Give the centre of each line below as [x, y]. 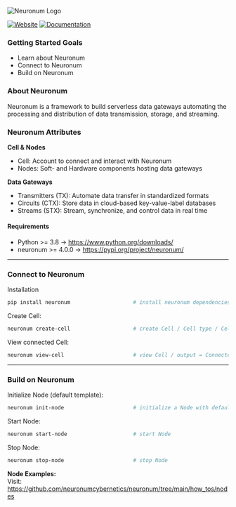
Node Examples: [32, 473]
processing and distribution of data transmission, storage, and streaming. [113, 114]
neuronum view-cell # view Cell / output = [105, 355]
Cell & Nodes [26, 147]
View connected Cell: [38, 342]
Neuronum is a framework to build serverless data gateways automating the [117, 106]
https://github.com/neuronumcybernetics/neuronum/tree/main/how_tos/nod [118, 489]
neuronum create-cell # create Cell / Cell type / [113, 329]
